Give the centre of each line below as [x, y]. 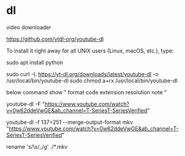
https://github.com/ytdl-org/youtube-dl [55, 39]
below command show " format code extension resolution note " [87, 92]
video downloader [29, 27]
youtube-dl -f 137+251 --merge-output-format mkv [70, 122]
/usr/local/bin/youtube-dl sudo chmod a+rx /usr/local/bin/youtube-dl [92, 80]
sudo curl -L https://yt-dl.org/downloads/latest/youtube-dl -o [83, 74]
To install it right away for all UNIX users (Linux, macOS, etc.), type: [90, 50]
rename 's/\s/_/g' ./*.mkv [37, 146]
